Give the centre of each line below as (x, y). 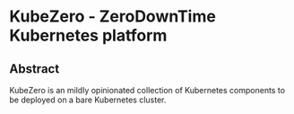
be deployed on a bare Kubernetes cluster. (88, 100)
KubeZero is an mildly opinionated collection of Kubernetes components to (147, 90)
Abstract (35, 69)
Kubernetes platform (88, 35)
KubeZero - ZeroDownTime (113, 17)
